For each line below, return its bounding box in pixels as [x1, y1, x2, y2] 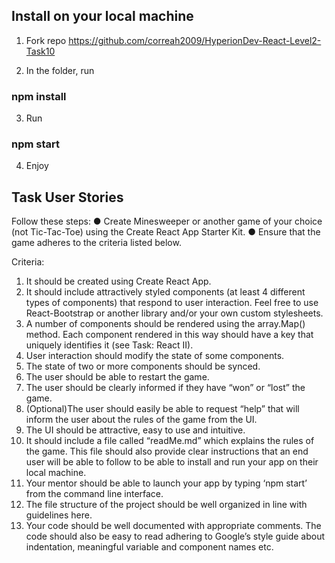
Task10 [25, 45, 56, 57]
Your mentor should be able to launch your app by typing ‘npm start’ [25, 477, 308, 489]
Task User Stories [11, 189, 124, 206]
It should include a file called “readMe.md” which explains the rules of [25, 435, 315, 447]
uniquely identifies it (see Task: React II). [25, 339, 194, 351]
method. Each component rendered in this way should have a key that [25, 329, 314, 341]
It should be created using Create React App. [25, 275, 212, 288]
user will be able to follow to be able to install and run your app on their [25, 456, 319, 468]
